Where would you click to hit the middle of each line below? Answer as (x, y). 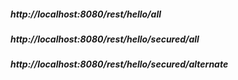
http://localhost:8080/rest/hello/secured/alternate (119, 64)
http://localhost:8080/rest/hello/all (86, 14)
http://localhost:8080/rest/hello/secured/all (105, 39)
